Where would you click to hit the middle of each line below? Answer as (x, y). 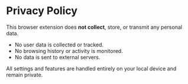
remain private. (25, 75)
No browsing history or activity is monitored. (69, 51)
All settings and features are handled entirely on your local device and (91, 68)
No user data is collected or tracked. (59, 45)
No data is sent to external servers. (57, 57)
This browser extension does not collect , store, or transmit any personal (94, 27)
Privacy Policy (42, 11)
